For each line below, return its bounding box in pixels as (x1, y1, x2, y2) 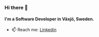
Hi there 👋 (4, 4, 28, 11)
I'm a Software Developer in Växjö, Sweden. (4, 16, 95, 22)
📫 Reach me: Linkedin (11, 27, 57, 33)
